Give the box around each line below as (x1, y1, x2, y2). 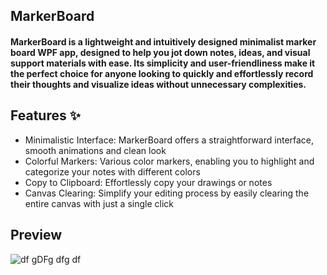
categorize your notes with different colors (24, 165, 201, 178)
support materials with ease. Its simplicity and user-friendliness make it (10, 57, 316, 69)
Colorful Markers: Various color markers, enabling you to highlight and (24, 155, 315, 167)
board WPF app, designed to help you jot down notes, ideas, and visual (10, 46, 311, 58)
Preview (10, 227, 63, 244)
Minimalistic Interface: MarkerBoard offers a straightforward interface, (24, 134, 315, 146)
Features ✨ (10, 107, 81, 124)
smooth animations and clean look (24, 144, 167, 156)
